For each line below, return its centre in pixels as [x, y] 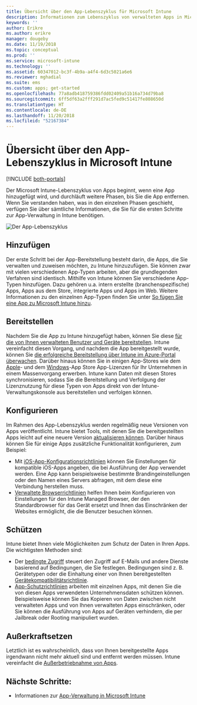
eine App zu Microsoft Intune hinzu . [49, 303]
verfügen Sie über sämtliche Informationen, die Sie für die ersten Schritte [94, 209]
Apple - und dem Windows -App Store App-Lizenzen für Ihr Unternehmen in [97, 367]
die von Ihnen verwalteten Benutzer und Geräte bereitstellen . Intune [88, 342]
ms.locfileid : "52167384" [38, 121]
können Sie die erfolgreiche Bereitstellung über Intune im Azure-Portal [91, 354]
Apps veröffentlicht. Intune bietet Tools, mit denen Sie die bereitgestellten [95, 431]
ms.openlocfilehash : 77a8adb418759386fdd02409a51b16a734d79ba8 [85, 94]
